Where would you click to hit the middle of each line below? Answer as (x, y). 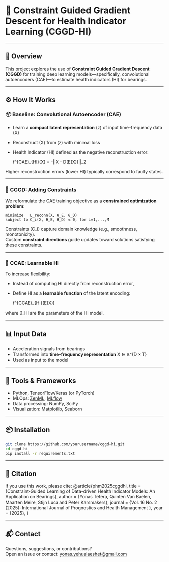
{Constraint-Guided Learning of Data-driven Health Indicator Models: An (80, 491)
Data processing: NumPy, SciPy (45, 403)
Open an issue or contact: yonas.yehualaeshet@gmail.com (66, 554)
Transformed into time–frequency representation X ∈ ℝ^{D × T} (80, 354)
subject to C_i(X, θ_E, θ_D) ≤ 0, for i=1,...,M (57, 220)
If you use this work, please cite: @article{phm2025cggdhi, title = (73, 486)
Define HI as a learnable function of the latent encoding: (71, 293)
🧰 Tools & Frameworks (41, 381)
